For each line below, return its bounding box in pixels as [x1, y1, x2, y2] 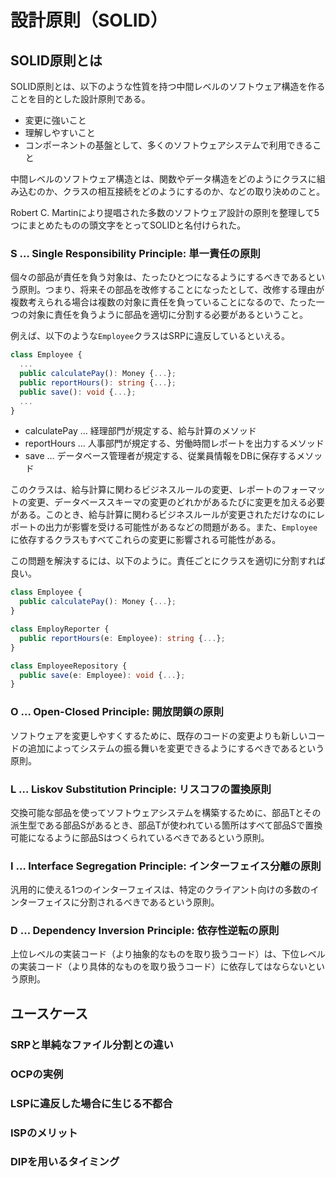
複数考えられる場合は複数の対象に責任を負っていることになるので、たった [10, 296, 317, 308]
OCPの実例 [10, 1067, 64, 1081]
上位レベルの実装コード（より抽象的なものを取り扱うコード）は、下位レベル [10, 948, 326, 960]
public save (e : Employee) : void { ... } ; [19, 670, 186, 680]
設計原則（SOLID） [10, 9, 168, 32]
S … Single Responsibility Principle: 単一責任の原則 [10, 246, 261, 260]
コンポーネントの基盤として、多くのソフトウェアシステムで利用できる [24, 139, 313, 151]
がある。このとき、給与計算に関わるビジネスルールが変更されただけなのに [10, 509, 317, 521]
